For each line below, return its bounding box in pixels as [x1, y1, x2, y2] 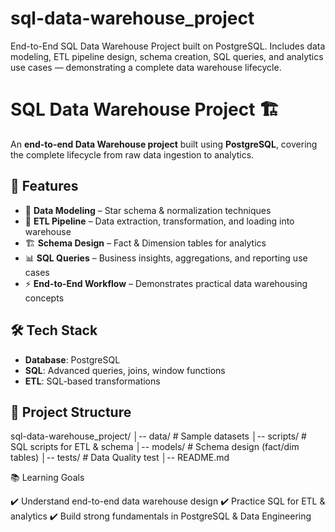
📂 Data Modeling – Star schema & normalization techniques [24, 204, 272, 216]
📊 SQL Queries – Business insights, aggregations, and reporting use [24, 252, 308, 264]
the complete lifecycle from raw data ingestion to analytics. [10, 148, 255, 161]
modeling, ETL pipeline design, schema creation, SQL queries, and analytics [10, 50, 324, 62]
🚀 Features [10, 178, 79, 195]
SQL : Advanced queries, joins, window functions [24, 364, 226, 376]
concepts [24, 292, 65, 304]
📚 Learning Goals [10, 472, 85, 484]
